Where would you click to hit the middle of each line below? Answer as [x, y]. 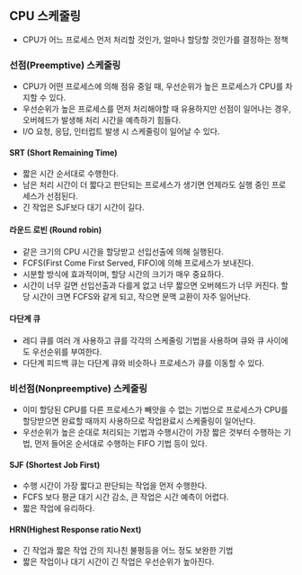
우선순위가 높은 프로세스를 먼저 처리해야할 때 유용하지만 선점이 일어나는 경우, [157, 109]
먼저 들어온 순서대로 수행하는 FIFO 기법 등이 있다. [121, 444]
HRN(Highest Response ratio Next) [75, 529]
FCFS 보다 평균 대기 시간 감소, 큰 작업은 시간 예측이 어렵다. [125, 497]
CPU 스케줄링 [45, 16]
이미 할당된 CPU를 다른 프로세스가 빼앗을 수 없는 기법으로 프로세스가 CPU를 [155, 410]
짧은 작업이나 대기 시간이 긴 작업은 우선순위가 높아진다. [118, 562]
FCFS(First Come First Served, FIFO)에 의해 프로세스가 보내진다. [138, 263]
